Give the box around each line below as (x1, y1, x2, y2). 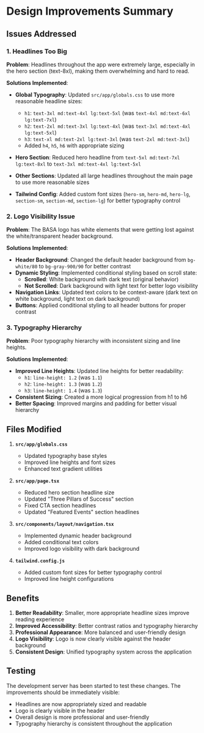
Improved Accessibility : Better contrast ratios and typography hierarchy (15, 622, 199, 630)
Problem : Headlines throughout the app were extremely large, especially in (6, 61, 195, 68)
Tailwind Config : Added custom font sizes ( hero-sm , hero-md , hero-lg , (15, 190, 191, 197)
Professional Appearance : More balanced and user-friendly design (15, 628, 186, 636)
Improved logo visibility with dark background (24, 545, 140, 553)
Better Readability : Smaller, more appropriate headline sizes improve (15, 610, 189, 617)
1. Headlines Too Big (6, 47, 67, 56)
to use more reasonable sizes (15, 179, 90, 186)
